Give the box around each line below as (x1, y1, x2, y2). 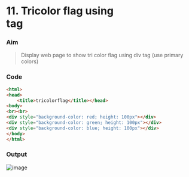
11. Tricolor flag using (6, 4, 114, 18)
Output (6, 150, 28, 159)
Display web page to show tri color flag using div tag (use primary (20, 52, 184, 59)
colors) (20, 58, 39, 65)
